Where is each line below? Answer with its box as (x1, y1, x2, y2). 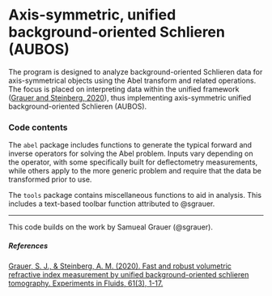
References (8, 241, 49, 251)
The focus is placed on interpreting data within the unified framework (8, 84, 240, 94)
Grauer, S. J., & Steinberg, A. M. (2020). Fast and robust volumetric (8, 261, 232, 271)
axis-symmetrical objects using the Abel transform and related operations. (8, 75, 257, 85)
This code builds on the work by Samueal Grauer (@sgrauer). (8, 222, 213, 232)
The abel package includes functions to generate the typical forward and (8, 140, 253, 150)
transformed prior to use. (8, 174, 92, 184)
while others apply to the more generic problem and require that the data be (8, 166, 261, 176)
